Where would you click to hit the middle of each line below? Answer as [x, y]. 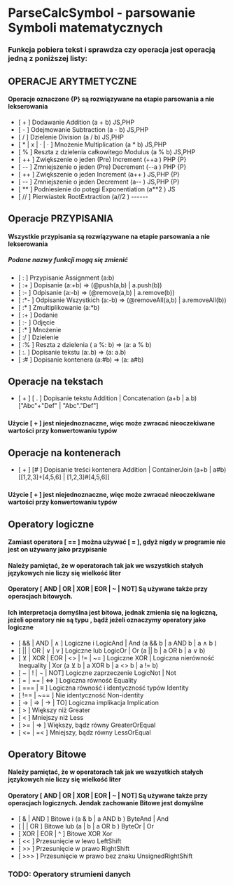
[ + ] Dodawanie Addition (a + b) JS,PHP [76, 122]
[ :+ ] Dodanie [38, 315]
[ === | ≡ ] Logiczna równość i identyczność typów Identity [103, 688]
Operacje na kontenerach [64, 452]
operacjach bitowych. [40, 597]
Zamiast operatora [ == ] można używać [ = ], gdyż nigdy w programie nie [117, 542]
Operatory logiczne [51, 524]
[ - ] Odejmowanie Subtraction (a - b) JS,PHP [83, 129]
